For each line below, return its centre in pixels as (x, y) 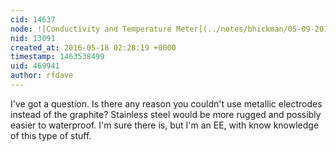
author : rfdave (42, 76)
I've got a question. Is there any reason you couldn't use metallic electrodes (166, 103)
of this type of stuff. (51, 135)
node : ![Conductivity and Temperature (91, 29)
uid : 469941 (35, 66)
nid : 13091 (33, 38)
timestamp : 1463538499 (57, 57)
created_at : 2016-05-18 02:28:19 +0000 (93, 47)
